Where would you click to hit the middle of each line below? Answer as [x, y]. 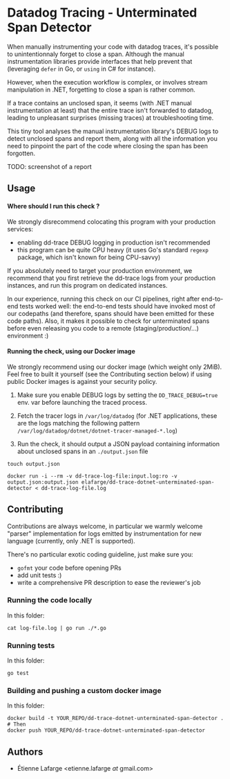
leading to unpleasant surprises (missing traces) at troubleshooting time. [111, 117]
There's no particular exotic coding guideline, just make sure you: [100, 554]
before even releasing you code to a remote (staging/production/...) [103, 328]
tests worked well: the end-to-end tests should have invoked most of [117, 306]
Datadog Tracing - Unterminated [102, 13]
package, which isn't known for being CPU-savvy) [89, 257]
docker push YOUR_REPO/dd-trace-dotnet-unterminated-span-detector [106, 730]
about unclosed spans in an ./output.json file [83, 451]
